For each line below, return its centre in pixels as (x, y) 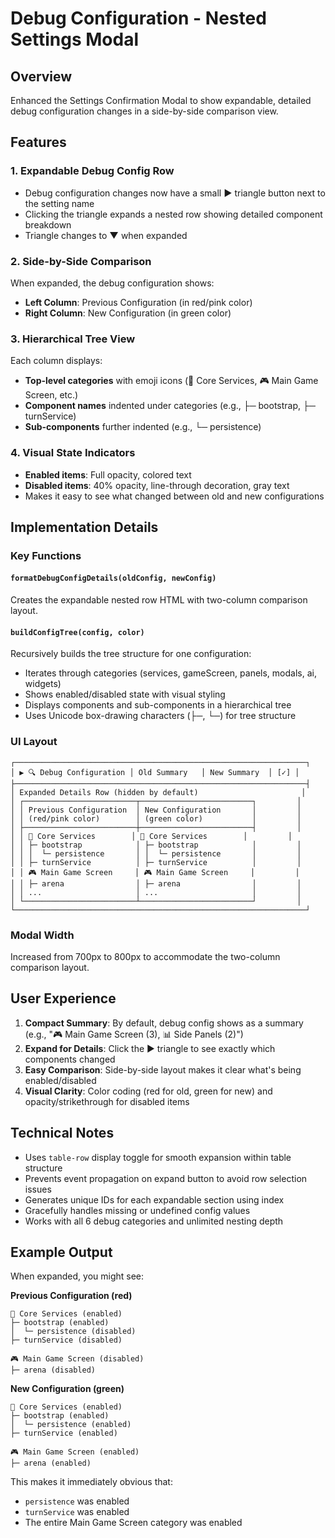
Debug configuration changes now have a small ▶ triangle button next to (175, 193)
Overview (41, 76)
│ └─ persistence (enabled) (71, 1425)
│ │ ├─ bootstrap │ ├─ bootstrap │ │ (156, 845)
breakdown (48, 224)
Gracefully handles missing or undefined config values (137, 1210)
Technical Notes (62, 1133)
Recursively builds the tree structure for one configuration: (131, 654)
